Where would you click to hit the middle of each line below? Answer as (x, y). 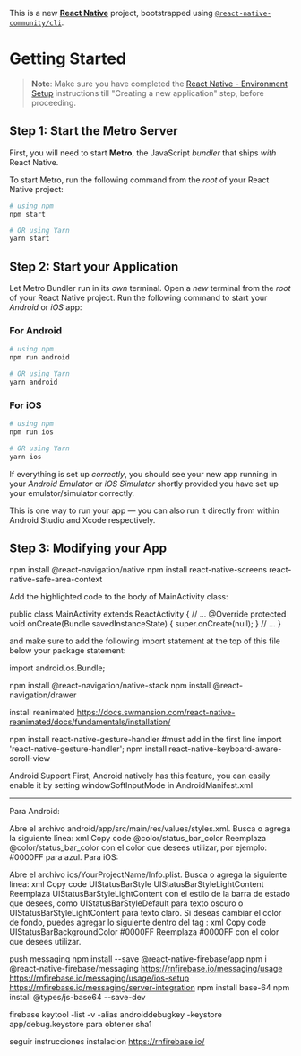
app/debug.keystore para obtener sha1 (81, 1025)
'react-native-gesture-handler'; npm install (88, 749)
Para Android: (34, 812)
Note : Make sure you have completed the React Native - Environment (159, 84)
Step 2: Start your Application (94, 266)
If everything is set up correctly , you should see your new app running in (143, 474)
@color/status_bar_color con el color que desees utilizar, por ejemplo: (138, 847)
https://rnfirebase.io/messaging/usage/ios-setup (99, 978)
